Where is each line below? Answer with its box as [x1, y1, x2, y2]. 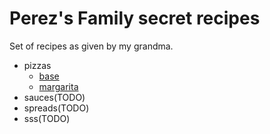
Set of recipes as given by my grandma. [9, 40, 174, 52]
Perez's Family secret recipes [9, 7, 261, 30]
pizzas [23, 59, 52, 71]
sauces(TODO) [23, 91, 86, 103]
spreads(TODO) [23, 102, 90, 114]
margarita [38, 80, 79, 92]
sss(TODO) [23, 112, 71, 124]
